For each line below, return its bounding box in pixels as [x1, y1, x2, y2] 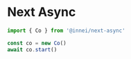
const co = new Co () [7, 40, 67, 47]
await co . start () [7, 46, 58, 53]
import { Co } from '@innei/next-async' [7, 27, 126, 34]
